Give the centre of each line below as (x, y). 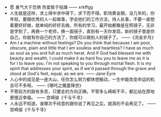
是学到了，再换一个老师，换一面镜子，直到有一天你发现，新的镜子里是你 (82, 31)
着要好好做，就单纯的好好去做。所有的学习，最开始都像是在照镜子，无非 (82, 25)
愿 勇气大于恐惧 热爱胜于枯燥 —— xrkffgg (51, 7)
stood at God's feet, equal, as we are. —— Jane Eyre (63, 73)
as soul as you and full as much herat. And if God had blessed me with (80, 53)
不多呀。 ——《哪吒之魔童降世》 (51, 85)
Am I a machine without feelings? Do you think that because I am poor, (80, 43)
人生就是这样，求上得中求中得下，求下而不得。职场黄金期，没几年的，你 (82, 13)
